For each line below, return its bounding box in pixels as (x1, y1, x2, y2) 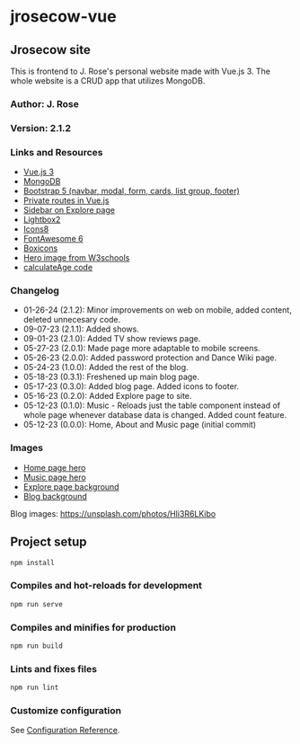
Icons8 (22, 224, 49, 235)
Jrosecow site (10, 42, 91, 58)
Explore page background (22, 481, 119, 492)
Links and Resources (10, 146, 103, 158)
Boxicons (22, 243, 58, 253)
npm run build (10, 641, 64, 651)
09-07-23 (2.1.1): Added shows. (22, 323, 140, 334)
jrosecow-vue (10, 6, 117, 27)
